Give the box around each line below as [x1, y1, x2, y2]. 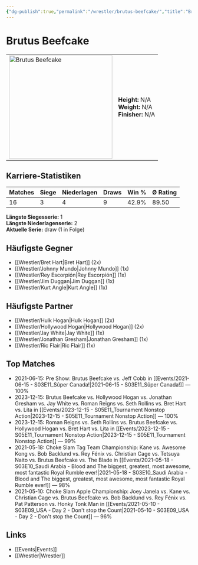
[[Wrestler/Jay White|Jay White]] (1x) [14, 329, 105, 336]
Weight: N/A [118, 103, 153, 111]
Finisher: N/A [118, 110, 156, 118]
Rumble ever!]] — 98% [14, 481, 71, 488]
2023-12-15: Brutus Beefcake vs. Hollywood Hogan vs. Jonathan [14, 394, 172, 401]
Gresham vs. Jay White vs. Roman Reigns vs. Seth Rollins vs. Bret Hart [14, 400, 186, 407]
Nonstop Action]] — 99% [14, 437, 77, 444]
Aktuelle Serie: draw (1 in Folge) [6, 226, 85, 233]
